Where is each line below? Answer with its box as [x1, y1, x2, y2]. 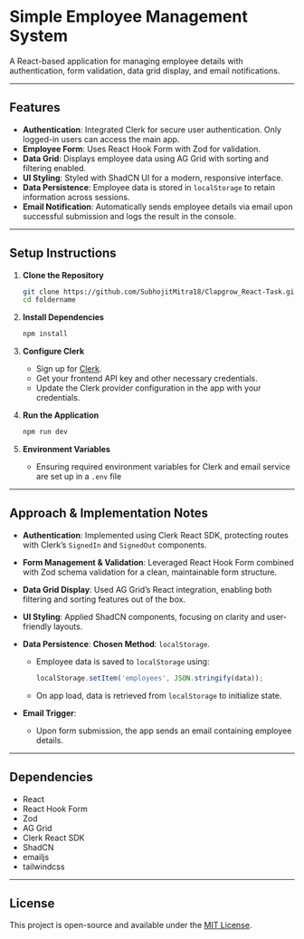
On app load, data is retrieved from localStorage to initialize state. [35, 690, 282, 701]
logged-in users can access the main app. [22, 133, 180, 144]
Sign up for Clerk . [35, 363, 102, 374]
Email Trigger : [22, 707, 77, 718]
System [9, 25, 69, 46]
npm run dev [22, 428, 68, 437]
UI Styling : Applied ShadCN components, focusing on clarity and [22, 611, 265, 622]
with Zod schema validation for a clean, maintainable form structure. [22, 566, 278, 577]
